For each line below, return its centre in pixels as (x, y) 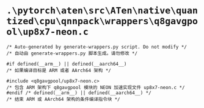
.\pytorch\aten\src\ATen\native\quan (102, 11)
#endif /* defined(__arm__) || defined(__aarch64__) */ (79, 93)
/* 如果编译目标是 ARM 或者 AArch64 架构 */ (59, 70)
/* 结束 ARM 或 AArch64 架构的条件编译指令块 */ (63, 99)
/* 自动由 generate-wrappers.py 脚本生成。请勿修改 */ (72, 53)
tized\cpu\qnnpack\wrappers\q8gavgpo (102, 22)
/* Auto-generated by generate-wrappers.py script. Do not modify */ (97, 47)
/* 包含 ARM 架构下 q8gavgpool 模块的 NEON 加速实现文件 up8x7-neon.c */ (96, 87)
